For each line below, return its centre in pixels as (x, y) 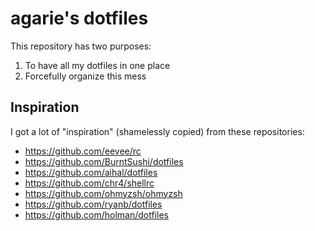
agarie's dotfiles (79, 18)
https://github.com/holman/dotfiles (96, 214)
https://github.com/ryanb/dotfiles (93, 204)
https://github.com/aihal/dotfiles (91, 172)
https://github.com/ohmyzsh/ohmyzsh (103, 193)
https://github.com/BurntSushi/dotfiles (104, 161)
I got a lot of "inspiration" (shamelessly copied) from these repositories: (157, 131)
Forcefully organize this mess (85, 76)
